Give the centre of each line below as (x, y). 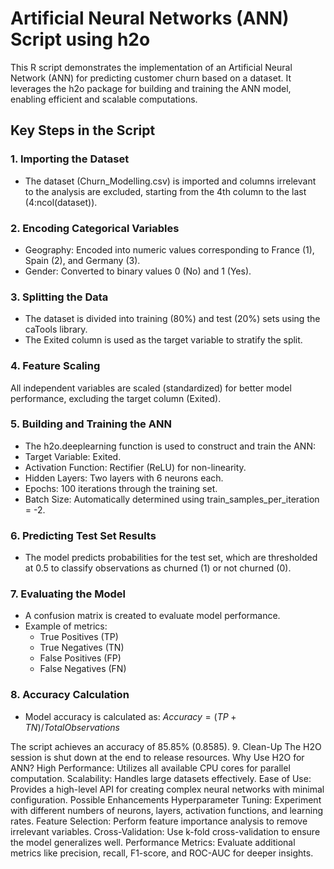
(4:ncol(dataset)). (61, 202)
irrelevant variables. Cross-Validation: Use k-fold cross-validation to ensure (165, 831)
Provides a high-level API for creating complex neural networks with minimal (167, 789)
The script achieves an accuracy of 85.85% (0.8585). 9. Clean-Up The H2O (166, 746)
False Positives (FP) (80, 658)
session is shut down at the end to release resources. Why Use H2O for (157, 757)
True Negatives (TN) (82, 648)
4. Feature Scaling (55, 366)
